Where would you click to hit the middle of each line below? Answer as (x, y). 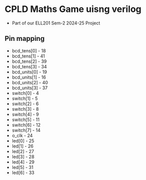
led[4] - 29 (23, 162)
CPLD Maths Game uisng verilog (73, 9)
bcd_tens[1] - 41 (28, 56)
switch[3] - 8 (25, 109)
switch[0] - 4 (25, 93)
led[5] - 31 (22, 167)
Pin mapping (25, 39)
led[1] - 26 (22, 146)
